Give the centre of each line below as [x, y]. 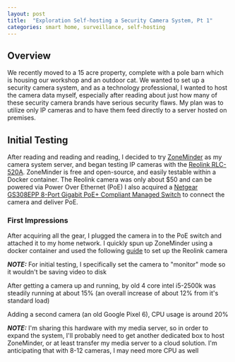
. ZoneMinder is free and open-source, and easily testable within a [120, 172]
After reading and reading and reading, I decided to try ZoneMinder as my [115, 157]
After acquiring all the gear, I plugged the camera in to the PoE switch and [115, 236]
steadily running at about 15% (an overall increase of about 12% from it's [113, 293]
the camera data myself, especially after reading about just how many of [112, 95]
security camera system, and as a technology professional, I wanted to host [117, 88]
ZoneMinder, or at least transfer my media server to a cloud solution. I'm [112, 343]
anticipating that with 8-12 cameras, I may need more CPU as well [103, 351]
